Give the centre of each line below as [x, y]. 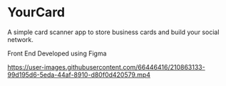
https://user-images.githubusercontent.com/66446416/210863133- [106, 67]
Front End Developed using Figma [57, 53]
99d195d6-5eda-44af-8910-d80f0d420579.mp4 [79, 75]
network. [21, 39]
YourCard [36, 12]
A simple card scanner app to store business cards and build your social [113, 32]
